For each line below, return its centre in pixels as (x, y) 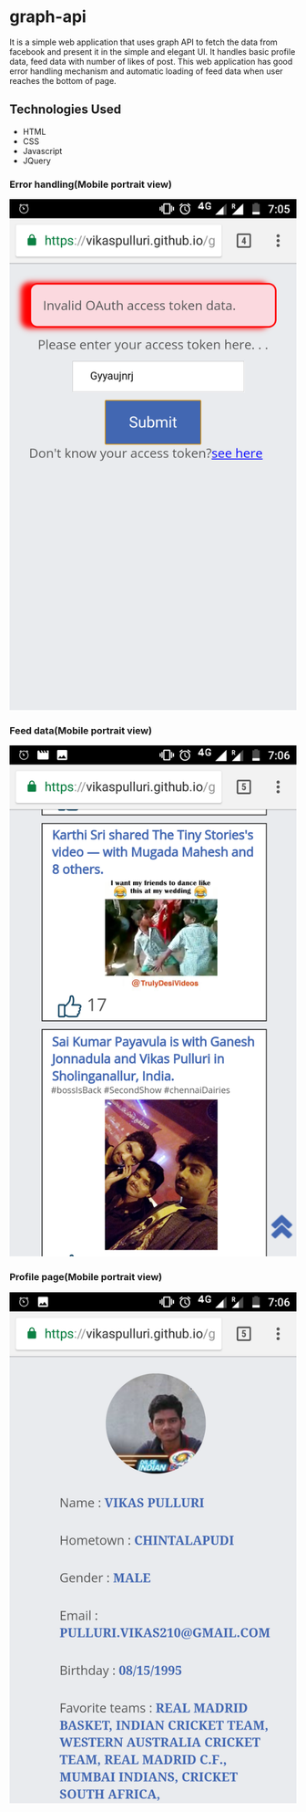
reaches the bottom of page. (63, 80)
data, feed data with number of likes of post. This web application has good (151, 61)
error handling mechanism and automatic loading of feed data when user (147, 71)
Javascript (42, 151)
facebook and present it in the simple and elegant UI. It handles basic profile (153, 51)
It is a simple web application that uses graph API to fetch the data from (143, 42)
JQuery (37, 161)
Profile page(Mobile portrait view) (86, 1277)
